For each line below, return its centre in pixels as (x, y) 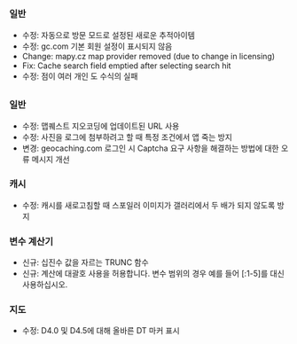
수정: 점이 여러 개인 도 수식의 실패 (80, 76)
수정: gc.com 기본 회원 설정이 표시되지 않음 (97, 46)
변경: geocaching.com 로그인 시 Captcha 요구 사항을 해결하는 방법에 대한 (150, 148)
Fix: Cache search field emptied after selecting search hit (126, 66)
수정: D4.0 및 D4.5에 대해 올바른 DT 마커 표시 (101, 331)
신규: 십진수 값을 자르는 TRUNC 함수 (85, 262)
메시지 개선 (51, 159)
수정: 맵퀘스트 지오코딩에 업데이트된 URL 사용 (101, 126)
